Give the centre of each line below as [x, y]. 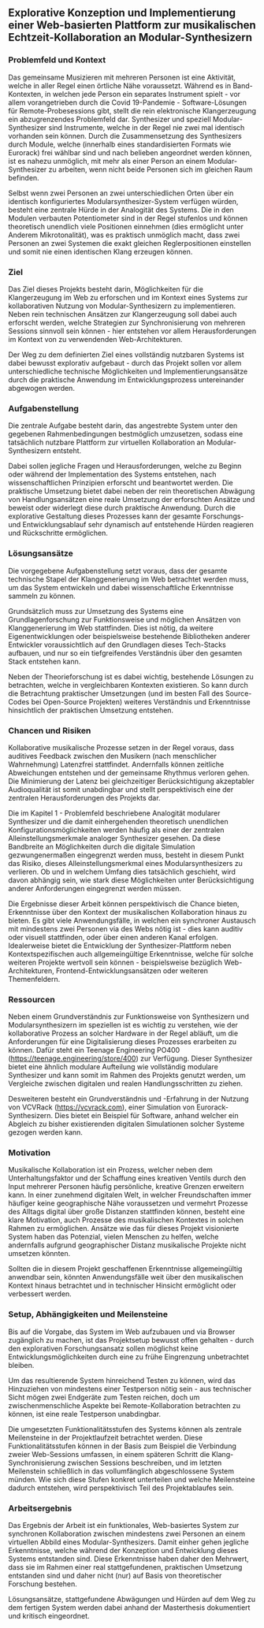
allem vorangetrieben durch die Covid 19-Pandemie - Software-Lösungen [127, 102]
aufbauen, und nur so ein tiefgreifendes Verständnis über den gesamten [125, 652]
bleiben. [21, 1365]
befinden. [24, 177]
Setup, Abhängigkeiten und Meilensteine [88, 1314]
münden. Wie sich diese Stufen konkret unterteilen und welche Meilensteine [132, 1479]
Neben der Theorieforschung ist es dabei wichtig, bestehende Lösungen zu [131, 676]
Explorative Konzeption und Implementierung [122, 13]
